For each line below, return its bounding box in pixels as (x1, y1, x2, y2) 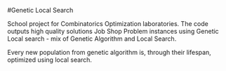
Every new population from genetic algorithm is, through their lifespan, (7, 49, 212, 56)
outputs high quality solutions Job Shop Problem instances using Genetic (7, 27, 219, 35)
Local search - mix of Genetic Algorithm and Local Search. (7, 34, 177, 43)
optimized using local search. (7, 56, 93, 64)
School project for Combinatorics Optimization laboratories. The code (7, 20, 208, 27)
